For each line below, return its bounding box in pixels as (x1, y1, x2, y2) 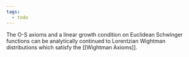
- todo (12, 14, 28, 20)
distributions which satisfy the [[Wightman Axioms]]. (6, 43, 138, 51)
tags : (6, 8, 20, 15)
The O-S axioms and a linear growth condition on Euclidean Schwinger (6, 31, 183, 38)
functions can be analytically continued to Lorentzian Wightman (6, 37, 165, 44)
